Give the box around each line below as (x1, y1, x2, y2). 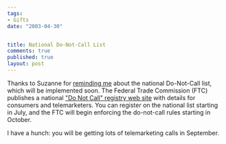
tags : (7, 10, 23, 17)
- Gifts (7, 16, 30, 23)
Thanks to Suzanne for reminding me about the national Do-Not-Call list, (7, 79, 212, 87)
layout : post (7, 60, 45, 67)
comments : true (7, 47, 51, 55)
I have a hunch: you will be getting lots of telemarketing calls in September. (7, 128, 220, 137)
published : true (7, 54, 54, 61)
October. (7, 115, 32, 123)
